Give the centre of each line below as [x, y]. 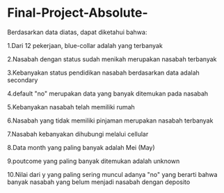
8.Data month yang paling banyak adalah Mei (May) [81, 147]
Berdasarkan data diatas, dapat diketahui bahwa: [77, 32]
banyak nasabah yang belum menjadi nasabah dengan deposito [99, 182]
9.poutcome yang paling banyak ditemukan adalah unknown [94, 161]
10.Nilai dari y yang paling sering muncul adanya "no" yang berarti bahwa [112, 174]
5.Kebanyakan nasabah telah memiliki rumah [71, 107]
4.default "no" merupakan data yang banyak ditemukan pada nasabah [108, 93]
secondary [23, 80]
